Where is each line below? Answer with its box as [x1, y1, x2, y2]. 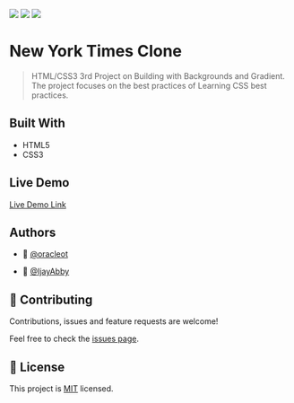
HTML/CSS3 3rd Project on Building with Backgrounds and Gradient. [30, 70, 285, 81]
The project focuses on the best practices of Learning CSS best [30, 80, 267, 91]
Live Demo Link [9, 198, 67, 210]
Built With [9, 116, 65, 131]
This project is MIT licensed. [9, 383, 114, 394]
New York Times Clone [9, 41, 182, 62]
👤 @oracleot [22, 249, 69, 259]
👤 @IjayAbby [22, 266, 70, 277]
